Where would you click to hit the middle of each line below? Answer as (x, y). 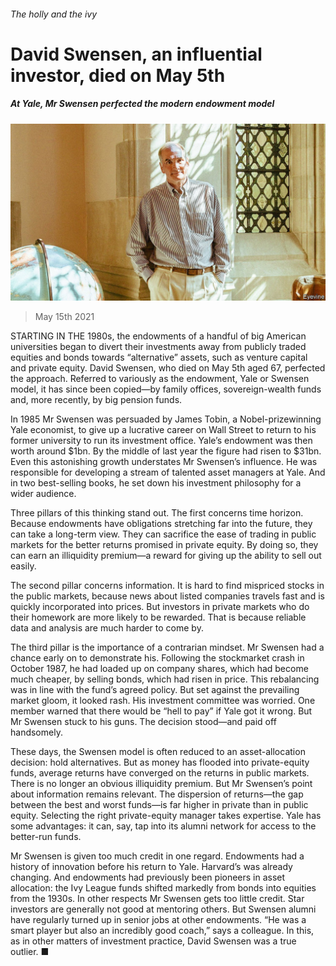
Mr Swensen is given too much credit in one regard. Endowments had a (157, 856)
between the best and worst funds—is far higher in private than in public (159, 805)
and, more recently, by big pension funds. (96, 400)
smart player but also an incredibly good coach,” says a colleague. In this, (162, 931)
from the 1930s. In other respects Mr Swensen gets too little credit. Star (157, 899)
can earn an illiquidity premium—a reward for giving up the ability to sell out (166, 556)
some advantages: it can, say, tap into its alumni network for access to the (163, 826)
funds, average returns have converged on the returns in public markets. (160, 773)
